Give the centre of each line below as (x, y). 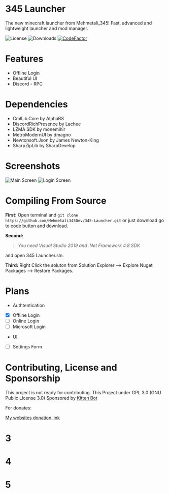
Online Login (26, 321)
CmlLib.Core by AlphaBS (38, 118)
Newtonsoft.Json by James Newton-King (56, 140)
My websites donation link (32, 418)
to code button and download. (37, 226)
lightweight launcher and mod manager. (47, 28)
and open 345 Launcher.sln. (35, 255)
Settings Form (27, 346)
